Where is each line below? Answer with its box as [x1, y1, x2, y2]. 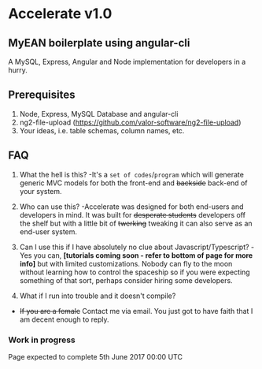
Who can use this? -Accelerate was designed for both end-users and [19, 202, 244, 211]
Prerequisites [8, 88, 76, 102]
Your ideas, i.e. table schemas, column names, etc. [19, 125, 185, 135]
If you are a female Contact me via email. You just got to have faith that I [19, 306, 253, 315]
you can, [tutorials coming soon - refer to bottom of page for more [33, 250, 253, 260]
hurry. [8, 65, 28, 75]
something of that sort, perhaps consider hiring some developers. [19, 275, 234, 285]
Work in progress [8, 334, 76, 345]
